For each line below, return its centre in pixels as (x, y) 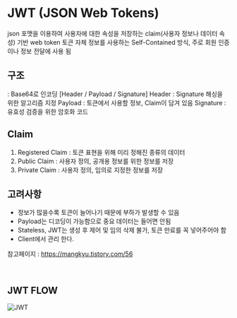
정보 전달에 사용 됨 (46, 51)
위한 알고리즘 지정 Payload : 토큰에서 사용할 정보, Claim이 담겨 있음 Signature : (117, 102)
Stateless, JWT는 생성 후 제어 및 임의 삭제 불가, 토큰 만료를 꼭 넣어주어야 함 (122, 230)
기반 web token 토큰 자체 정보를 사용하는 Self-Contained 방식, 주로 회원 (117, 42)
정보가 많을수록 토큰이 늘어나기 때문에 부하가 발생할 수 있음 (98, 213)
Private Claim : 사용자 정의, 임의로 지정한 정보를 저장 (90, 170)
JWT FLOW (33, 290)
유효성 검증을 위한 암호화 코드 (48, 112)
